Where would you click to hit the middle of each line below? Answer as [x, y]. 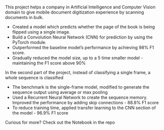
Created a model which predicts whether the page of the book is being [83, 27]
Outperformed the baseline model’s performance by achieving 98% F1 [83, 47]
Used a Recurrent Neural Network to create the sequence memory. [80, 97]
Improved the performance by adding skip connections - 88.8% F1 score [85, 102]
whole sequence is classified [34, 78]
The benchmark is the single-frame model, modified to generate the [81, 87]
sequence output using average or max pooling [60, 92]
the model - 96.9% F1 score [40, 113]
